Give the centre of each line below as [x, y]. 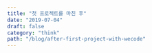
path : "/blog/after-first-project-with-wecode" [77, 39]
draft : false [26, 26]
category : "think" [33, 33]
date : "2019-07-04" [35, 20]
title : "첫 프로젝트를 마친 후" [47, 13]
